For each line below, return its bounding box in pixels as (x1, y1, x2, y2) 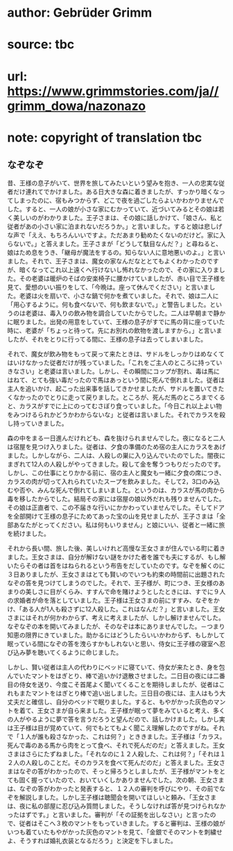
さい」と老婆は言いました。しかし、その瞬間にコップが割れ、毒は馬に (19, 366, 221, 376)
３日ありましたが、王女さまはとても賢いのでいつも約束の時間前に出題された (7, 570, 225, 578)
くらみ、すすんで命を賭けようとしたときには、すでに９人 (61, 587, 226, 596)
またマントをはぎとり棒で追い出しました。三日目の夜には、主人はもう (19, 689, 220, 697)
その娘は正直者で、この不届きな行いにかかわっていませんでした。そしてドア (7, 503, 225, 512)
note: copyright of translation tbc (7, 130, 202, 145)
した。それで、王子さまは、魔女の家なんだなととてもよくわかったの (12, 257, 207, 265)
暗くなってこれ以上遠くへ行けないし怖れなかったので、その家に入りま (19, 265, 220, 273)
